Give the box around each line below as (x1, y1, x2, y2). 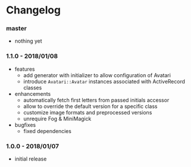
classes (23, 84, 42, 91)
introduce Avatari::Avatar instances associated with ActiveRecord (23, 78, 186, 85)
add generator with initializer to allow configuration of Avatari (23, 71, 171, 79)
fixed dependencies (23, 127, 71, 134)
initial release (14, 155, 47, 162)
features (14, 65, 35, 72)
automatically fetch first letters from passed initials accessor (23, 96, 169, 103)
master (6, 25, 27, 33)
